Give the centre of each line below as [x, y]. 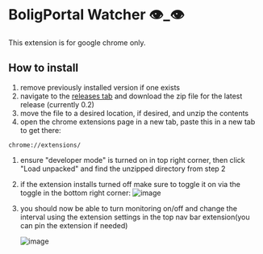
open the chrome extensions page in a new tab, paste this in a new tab [138, 122]
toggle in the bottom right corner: [75, 193]
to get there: [41, 130]
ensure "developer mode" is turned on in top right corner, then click [133, 160]
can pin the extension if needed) [74, 225]
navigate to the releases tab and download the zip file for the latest [131, 96]
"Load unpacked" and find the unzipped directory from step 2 [123, 169]
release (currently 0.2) [57, 104]
